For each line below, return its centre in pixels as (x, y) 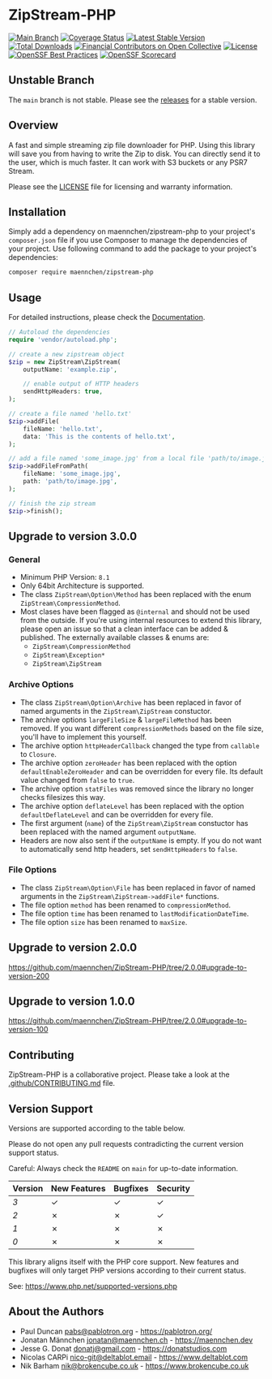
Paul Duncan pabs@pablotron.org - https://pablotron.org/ (116, 1331)
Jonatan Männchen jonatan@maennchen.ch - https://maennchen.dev (136, 1340)
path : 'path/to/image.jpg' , (70, 482)
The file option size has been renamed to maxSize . (104, 922)
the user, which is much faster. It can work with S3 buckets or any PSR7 (128, 162)
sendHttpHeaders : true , (63, 391)
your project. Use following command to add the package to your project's (133, 249)
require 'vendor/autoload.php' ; (63, 339)
